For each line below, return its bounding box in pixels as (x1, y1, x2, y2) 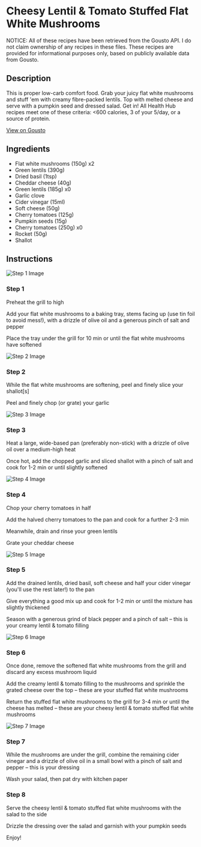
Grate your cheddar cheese (6, 539, 74, 546)
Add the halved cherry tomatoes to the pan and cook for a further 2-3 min (6, 515, 189, 523)
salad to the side (6, 810, 47, 818)
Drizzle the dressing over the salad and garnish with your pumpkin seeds (6, 822, 187, 830)
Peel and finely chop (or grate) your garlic (6, 399, 110, 406)
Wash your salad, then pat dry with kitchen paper (6, 776, 128, 783)
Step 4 (6, 491, 26, 499)
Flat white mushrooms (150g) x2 (14, 160, 95, 167)
